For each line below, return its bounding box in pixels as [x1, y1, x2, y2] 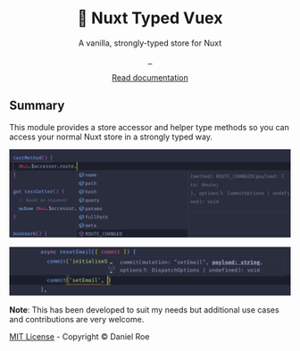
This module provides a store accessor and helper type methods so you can [9, 121, 290, 132]
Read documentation [111, 71, 189, 83]
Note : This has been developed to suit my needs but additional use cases [9, 305, 279, 315]
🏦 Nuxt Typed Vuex [77, 8, 223, 29]
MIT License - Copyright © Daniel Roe [9, 331, 150, 342]
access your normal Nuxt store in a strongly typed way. [9, 131, 212, 142]
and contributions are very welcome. [9, 314, 145, 324]
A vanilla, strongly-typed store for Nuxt [78, 38, 222, 48]
